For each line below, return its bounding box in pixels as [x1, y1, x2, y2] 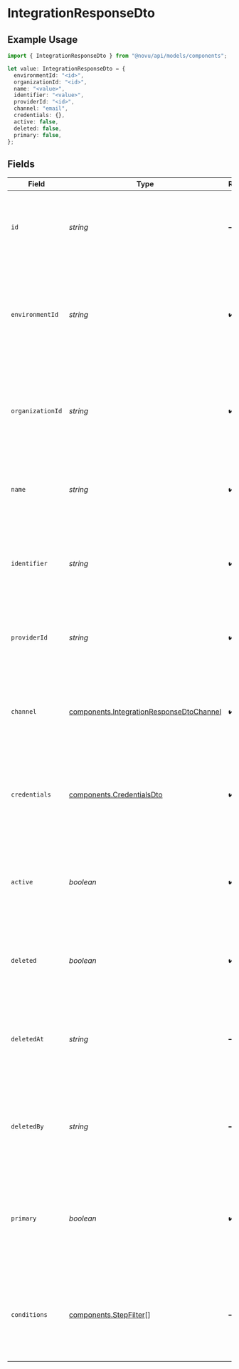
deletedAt [11, 1035, 44, 1044]
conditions [11, 1311, 48, 1319]
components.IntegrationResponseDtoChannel [68, 707, 222, 717]
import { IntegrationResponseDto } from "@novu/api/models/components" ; [7, 52, 228, 59]
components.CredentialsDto [68, 790, 163, 800]
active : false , [14, 118, 59, 126]
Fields [7, 158, 36, 170]
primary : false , [14, 131, 62, 138]
